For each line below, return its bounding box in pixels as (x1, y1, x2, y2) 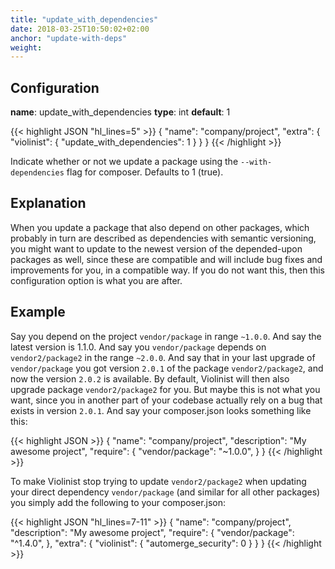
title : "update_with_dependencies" (10, 14, 159, 25)
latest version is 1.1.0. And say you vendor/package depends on (10, 341, 267, 353)
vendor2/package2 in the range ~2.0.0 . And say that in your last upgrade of (10, 351, 316, 363)
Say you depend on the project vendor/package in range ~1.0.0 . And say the (10, 330, 322, 342)
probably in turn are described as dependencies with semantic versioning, (10, 232, 317, 244)
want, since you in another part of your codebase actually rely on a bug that (10, 394, 323, 406)
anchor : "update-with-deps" (10, 33, 128, 43)
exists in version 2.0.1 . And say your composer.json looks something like (10, 404, 312, 416)
